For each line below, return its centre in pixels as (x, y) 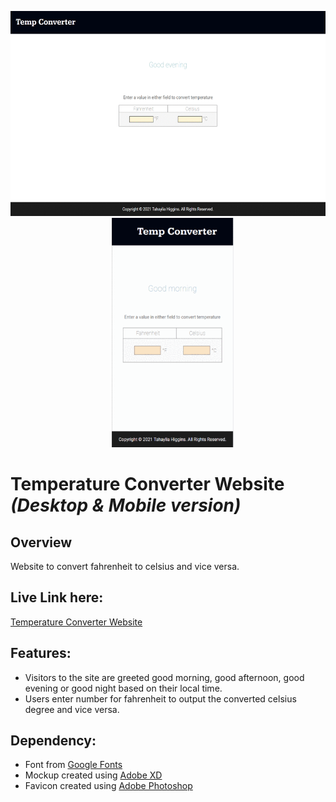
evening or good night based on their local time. (123, 688)
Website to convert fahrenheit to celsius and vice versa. (125, 566)
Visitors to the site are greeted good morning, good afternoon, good (164, 677)
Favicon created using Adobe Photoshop (108, 786)
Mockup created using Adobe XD (93, 775)
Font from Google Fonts (73, 765)
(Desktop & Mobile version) (126, 505)
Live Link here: (57, 597)
